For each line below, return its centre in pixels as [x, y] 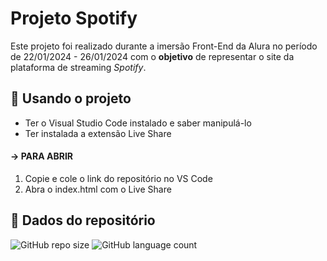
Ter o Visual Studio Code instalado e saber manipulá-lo [138, 123]
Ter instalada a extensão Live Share [98, 133]
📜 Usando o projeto [71, 98]
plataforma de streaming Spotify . [78, 67]
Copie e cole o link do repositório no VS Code [118, 178]
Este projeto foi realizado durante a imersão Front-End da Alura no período [164, 46]
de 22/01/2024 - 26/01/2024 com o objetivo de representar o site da [152, 56]
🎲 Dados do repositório [83, 220]
